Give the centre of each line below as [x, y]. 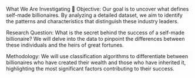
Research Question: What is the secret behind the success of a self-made [95, 33]
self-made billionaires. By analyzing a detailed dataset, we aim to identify [95, 15]
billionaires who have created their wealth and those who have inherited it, [96, 62]
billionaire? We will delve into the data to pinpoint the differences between [95, 39]
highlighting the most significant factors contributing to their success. [90, 69]
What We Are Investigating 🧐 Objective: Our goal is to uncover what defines [97, 9]
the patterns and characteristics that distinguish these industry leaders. [93, 21]
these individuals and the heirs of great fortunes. [65, 45]
